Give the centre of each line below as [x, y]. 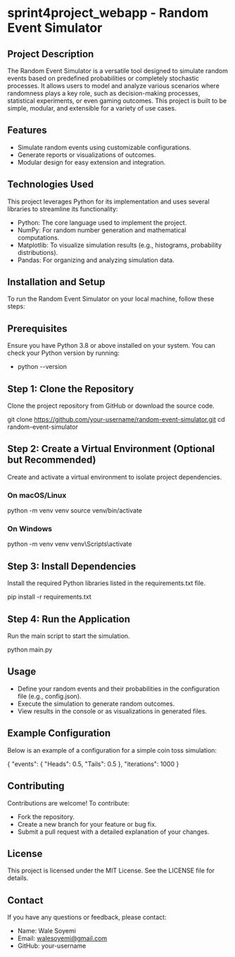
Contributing [36, 786]
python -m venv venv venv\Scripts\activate [70, 544]
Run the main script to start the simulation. [69, 636]
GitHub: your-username [52, 946]
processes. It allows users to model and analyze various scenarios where [113, 86]
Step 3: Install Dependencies [72, 566]
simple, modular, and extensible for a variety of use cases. [92, 108]
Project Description [51, 54]
